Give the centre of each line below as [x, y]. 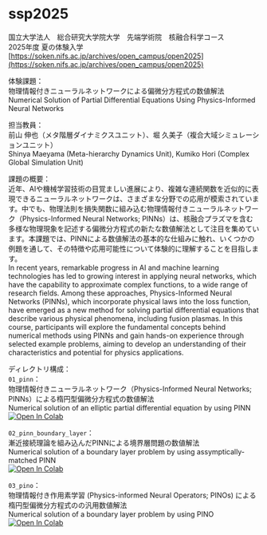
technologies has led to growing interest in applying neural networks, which [132, 275]
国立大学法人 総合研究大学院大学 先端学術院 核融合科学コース [116, 37]
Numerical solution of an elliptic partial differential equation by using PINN [130, 407]
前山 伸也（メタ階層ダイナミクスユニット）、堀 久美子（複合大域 [113, 135]
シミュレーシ [239, 135]
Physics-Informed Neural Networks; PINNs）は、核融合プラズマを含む [137, 218]
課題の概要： [29, 178]
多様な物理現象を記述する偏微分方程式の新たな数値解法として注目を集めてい [134, 228]
